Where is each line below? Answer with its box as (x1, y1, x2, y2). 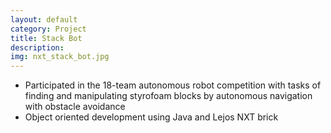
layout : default (10, 14, 78, 25)
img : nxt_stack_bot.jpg (10, 52, 110, 62)
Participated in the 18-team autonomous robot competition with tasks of (24, 79, 322, 91)
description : (10, 42, 65, 53)
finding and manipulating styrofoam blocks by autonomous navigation (24, 90, 313, 102)
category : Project (10, 24, 87, 34)
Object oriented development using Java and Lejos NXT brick (24, 111, 279, 123)
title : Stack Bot (10, 33, 83, 43)
